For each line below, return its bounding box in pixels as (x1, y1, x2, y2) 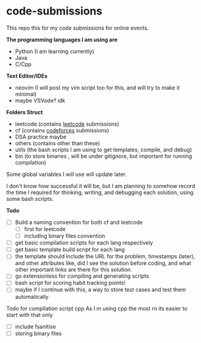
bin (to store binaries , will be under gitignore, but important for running (14, 152, 193, 160)
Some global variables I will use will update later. (6, 171, 127, 178)
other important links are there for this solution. (14, 266, 133, 273)
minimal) (14, 90, 37, 97)
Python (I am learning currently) (14, 47, 95, 55)
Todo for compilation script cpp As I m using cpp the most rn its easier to (6, 304, 188, 312)
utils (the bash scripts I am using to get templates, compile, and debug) (14, 146, 192, 153)
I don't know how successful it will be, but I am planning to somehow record (6, 182, 196, 189)
